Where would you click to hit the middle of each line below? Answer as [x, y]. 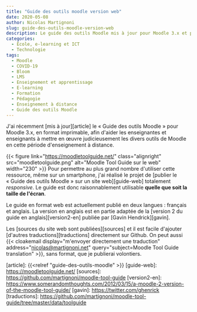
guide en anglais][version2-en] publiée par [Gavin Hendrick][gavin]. [88, 218]
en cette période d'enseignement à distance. [60, 145]
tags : [13, 55]
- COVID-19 [25, 66]
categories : [21, 39]
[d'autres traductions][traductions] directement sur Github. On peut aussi [94, 235]
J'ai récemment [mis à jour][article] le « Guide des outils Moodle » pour [92, 126]
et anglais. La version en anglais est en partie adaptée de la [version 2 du [94, 211]
